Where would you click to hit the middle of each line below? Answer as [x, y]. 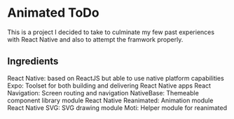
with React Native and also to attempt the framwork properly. [95, 39]
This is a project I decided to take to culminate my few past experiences [111, 32]
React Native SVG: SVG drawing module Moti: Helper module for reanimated [117, 108]
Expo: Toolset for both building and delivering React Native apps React [109, 86]
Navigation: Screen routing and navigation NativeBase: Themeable [103, 93]
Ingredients [33, 62]
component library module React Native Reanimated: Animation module [110, 100]
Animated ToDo [53, 13]
